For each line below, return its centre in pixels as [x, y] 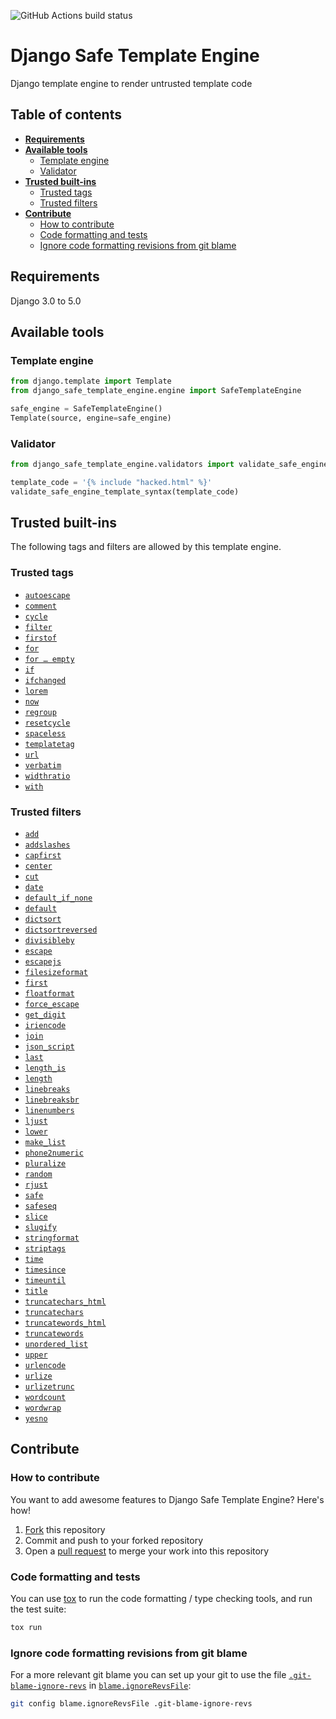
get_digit [45, 1015]
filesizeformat [56, 973]
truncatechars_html [65, 1302]
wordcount [45, 1398]
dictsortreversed [61, 930]
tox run [26, 1628]
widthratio [47, 776]
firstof [40, 638]
